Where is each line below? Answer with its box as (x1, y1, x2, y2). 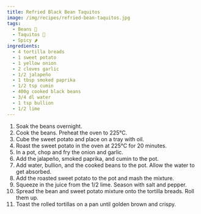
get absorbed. (15, 168, 52, 175)
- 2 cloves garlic (12, 65, 60, 72)
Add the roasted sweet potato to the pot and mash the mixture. (15, 174, 175, 182)
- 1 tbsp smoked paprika (12, 77, 76, 83)
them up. (15, 194, 38, 201)
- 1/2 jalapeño (12, 72, 51, 78)
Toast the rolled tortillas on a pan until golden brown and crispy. (15, 200, 177, 208)
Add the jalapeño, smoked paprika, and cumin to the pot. (15, 155, 159, 162)
